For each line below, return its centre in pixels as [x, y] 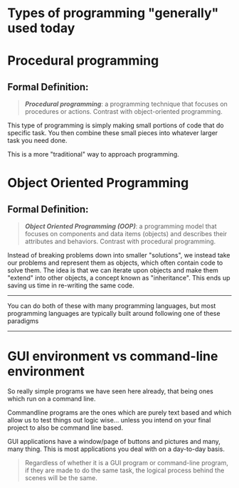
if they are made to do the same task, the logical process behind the [124, 470]
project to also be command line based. [65, 428]
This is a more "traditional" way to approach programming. [93, 154]
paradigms [23, 321]
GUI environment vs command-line [113, 356]
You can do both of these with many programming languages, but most [112, 306]
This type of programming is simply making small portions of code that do [116, 125]
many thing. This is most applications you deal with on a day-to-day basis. [116, 449]
